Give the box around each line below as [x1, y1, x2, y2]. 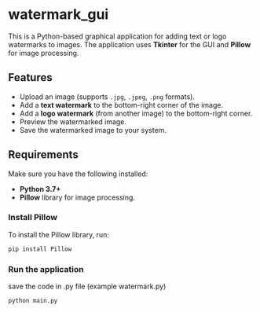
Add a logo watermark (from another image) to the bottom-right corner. [19, 108, 253, 118]
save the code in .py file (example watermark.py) [8, 281, 167, 292]
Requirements [8, 148, 79, 162]
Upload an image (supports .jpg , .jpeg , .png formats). [19, 92, 195, 101]
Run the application [8, 263, 84, 274]
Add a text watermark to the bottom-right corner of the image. [19, 100, 224, 109]
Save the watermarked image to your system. [19, 125, 167, 134]
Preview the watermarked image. [19, 116, 127, 127]
